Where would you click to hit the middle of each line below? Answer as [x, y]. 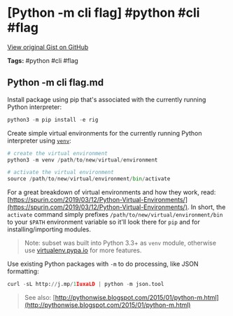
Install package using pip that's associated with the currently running [107, 99]
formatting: [23, 271]
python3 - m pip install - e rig [53, 120]
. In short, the [206, 207]
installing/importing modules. [49, 229]
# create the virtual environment [58, 153]
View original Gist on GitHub [48, 47]
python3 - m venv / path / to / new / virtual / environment [83, 160]
